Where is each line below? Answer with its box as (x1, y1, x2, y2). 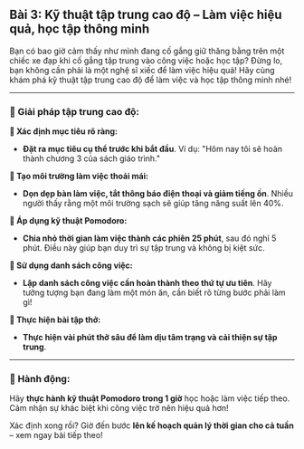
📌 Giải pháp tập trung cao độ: (9, 105, 140, 118)
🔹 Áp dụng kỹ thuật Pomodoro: (9, 215, 128, 226)
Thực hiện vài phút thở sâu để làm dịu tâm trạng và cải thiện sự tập (22, 332, 278, 343)
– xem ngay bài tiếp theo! (9, 430, 103, 441)
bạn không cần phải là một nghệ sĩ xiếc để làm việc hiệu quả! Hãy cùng (9, 64, 275, 75)
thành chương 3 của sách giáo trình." (22, 153, 161, 164)
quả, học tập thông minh (9, 22, 150, 37)
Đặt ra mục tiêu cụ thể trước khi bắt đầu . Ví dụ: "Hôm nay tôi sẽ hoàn (22, 144, 283, 155)
